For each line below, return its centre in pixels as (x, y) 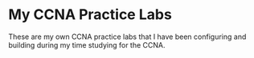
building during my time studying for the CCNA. (87, 44)
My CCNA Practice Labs (90, 15)
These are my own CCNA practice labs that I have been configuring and (127, 37)
